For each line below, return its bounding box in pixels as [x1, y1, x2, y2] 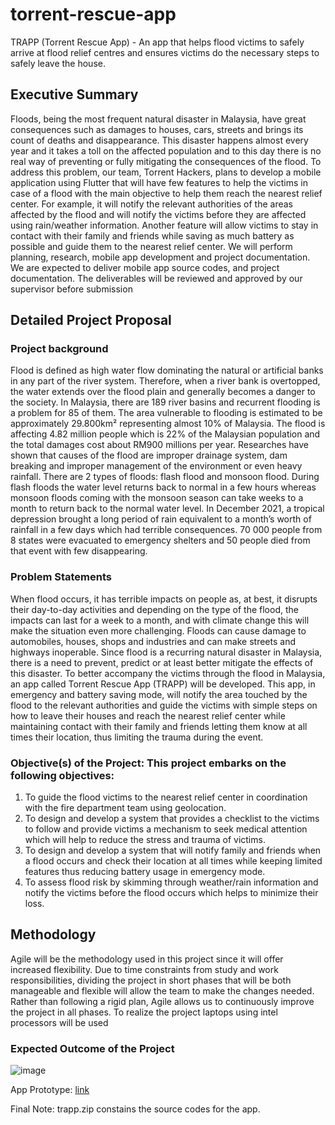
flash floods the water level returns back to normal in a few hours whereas [10, 481, 317, 493]
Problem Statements [10, 570, 112, 584]
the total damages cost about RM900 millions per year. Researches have [10, 439, 310, 451]
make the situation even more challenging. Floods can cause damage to [10, 624, 307, 637]
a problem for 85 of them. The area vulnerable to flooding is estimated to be [10, 407, 323, 419]
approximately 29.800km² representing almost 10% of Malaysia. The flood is [10, 418, 326, 430]
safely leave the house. [10, 57, 106, 69]
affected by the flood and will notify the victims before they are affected [10, 208, 307, 220]
